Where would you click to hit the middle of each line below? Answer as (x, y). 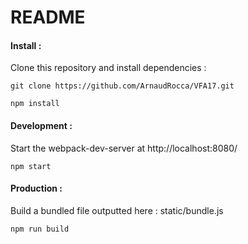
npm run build (40, 229)
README (48, 17)
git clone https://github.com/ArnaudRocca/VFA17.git (122, 86)
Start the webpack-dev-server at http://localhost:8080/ (124, 148)
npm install (35, 104)
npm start (31, 166)
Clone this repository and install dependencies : (108, 68)
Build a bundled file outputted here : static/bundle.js (117, 210)
